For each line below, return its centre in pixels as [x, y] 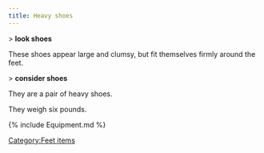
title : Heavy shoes [41, 16]
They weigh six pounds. [48, 109]
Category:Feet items [42, 140]
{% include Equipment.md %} [57, 124]
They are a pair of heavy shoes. [61, 94]
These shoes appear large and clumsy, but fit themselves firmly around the [132, 54]
